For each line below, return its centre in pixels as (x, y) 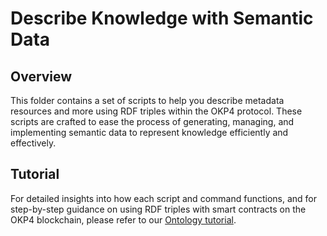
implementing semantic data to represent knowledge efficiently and (149, 132)
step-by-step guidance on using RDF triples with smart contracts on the (158, 209)
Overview (41, 76)
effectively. (33, 143)
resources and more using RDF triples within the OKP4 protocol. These (156, 111)
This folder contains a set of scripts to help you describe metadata (147, 100)
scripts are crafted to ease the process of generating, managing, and (152, 121)
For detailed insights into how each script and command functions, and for (163, 198)
